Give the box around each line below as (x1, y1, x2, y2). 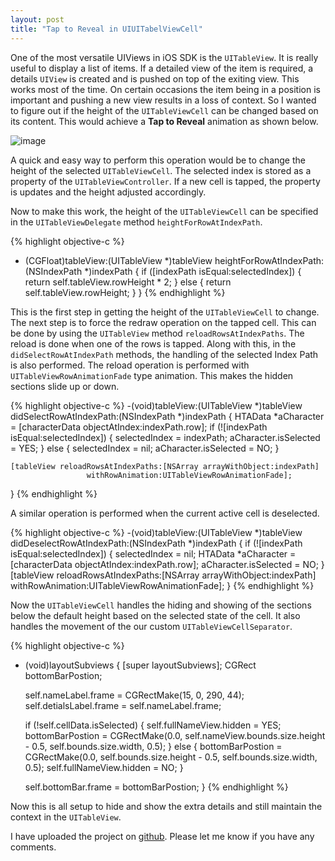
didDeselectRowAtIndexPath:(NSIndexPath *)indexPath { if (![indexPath (10, 537, 303, 549)
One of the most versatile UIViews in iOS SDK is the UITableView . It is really (10, 51, 319, 63)
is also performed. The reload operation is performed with (10, 359, 250, 371)
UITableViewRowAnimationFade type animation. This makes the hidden (10, 369, 294, 381)
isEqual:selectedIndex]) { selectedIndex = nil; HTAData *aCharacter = (10, 547, 297, 560)
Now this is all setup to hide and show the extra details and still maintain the (10, 800, 323, 812)
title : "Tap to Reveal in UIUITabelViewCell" (10, 24, 203, 34)
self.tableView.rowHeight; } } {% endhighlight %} (24, 286, 226, 298)
